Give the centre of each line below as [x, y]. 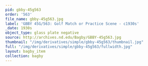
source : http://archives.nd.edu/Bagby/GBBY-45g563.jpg [63, 38]
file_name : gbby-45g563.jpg [34, 19]
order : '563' [19, 14]
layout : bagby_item [25, 51]
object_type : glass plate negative [42, 33]
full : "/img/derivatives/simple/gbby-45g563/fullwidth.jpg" [69, 47]
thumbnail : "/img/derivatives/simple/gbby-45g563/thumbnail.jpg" [74, 42]
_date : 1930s [19, 28]
